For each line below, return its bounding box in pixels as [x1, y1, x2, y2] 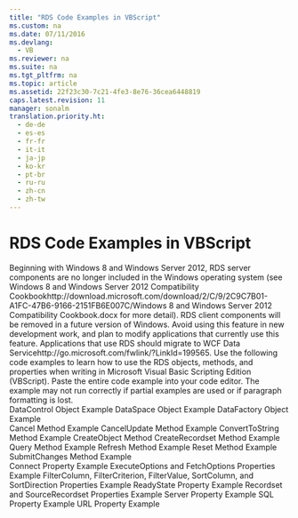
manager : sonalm [9, 104, 69, 113]
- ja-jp [17, 153, 46, 163]
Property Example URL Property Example [9, 498, 160, 509]
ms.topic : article [9, 79, 77, 88]
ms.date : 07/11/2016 [9, 29, 86, 38]
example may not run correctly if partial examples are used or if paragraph [9, 385, 282, 395]
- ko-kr [17, 162, 46, 171]
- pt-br [17, 170, 46, 179]
